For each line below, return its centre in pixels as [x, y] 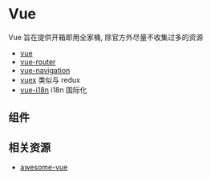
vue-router [38, 62]
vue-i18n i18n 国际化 [53, 90]
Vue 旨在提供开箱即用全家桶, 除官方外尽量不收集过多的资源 [106, 37]
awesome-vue [44, 167]
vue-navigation [45, 70]
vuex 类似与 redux [50, 79]
